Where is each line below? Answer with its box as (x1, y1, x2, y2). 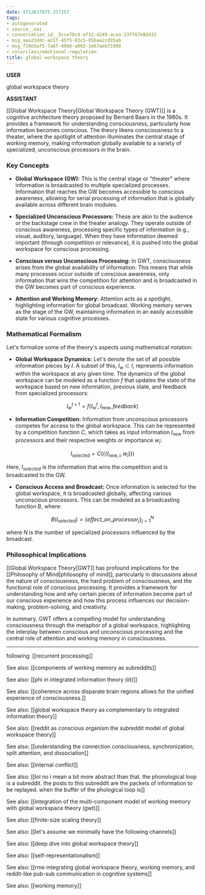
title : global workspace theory (6, 54, 88, 61)
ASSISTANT (6, 95, 38, 102)
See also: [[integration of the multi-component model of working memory (6, 798, 191, 805)
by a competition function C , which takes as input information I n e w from (15, 429, 195, 437)
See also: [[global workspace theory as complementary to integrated (6, 706, 179, 713)
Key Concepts (6, 161, 49, 169)
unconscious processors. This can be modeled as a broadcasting (15, 496, 180, 503)
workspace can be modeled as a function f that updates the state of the (15, 377, 196, 384)
